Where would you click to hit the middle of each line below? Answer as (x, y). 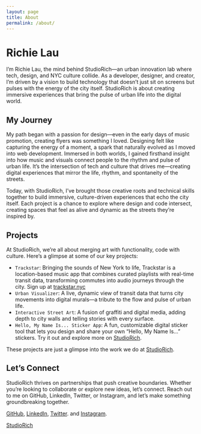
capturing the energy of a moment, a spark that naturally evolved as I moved (101, 147)
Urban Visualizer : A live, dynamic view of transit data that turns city (99, 293)
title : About (22, 17)
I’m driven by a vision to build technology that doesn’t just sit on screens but (100, 82)
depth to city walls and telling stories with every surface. (85, 318)
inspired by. (21, 216)
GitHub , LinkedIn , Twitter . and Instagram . (57, 413)
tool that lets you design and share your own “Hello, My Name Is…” (97, 331)
